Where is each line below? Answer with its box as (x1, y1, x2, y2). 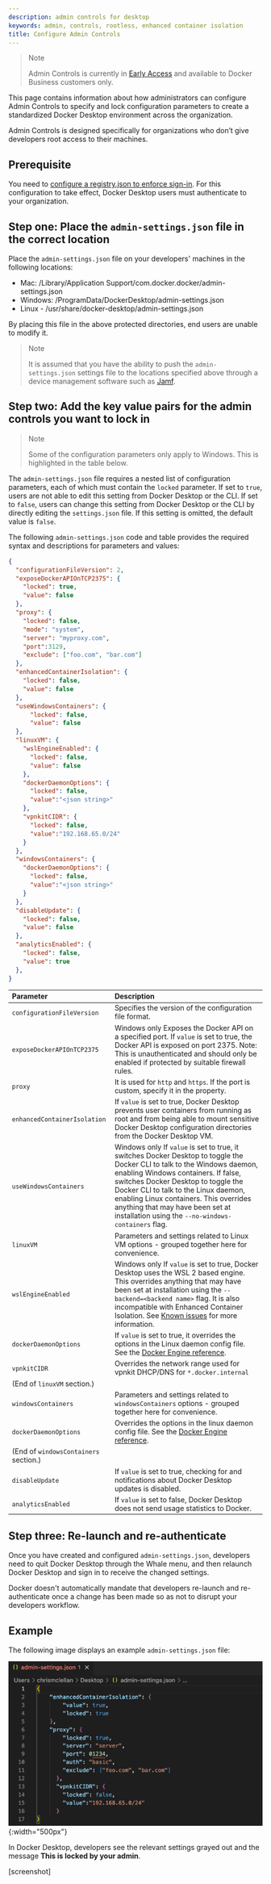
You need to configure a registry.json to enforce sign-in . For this (8, 179, 222, 189)
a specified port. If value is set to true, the (114, 1032, 252, 1041)
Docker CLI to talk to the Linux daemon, (114, 1185, 246, 1195)
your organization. (8, 196, 69, 206)
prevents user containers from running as (114, 1106, 252, 1116)
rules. (114, 1066, 133, 1075)
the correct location (8, 232, 110, 246)
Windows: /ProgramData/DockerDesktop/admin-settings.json (19, 295, 224, 304)
